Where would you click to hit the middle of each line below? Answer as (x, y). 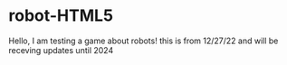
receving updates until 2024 (61, 50)
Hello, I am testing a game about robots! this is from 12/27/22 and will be (143, 41)
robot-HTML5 (61, 16)
